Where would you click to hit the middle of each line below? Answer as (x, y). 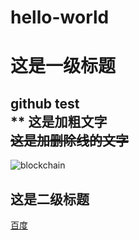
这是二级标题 (50, 199)
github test (45, 103)
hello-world (60, 17)
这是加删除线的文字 (69, 140)
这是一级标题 (63, 66)
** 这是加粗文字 (59, 121)
